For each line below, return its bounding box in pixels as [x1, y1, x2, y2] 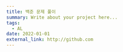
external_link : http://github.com [6, 36, 94, 42]
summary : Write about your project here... [6, 14, 118, 20]
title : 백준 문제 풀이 [6, 8, 56, 15]
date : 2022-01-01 [6, 31, 50, 37]
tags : [6, 20, 20, 26]
